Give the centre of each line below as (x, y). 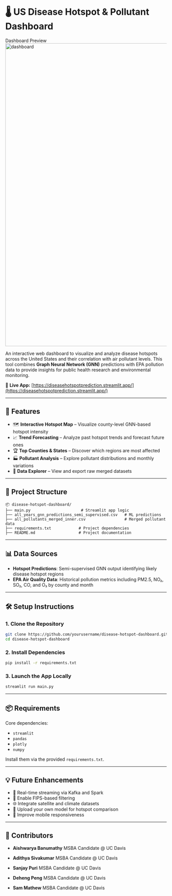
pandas (20, 739)
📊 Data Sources (31, 554)
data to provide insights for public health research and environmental (78, 370)
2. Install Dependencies (35, 652)
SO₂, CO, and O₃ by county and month (53, 585)
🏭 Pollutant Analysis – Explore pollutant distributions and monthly (83, 458)
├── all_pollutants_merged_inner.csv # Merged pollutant (86, 519)
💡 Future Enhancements (44, 780)
